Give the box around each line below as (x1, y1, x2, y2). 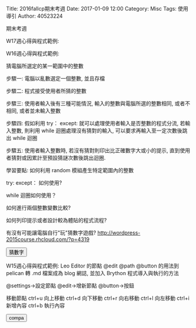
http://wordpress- (97, 229, 141, 236)
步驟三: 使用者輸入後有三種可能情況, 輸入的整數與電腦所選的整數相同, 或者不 (6, 100, 190, 107)
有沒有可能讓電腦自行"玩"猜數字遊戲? (6, 229, 97, 236)
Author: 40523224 (17, 12, 63, 19)
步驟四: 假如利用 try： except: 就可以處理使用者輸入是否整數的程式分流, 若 (6, 120, 185, 126)
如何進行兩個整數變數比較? (6, 205, 71, 211)
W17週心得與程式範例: (6, 38, 59, 44)
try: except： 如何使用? (6, 179, 62, 186)
